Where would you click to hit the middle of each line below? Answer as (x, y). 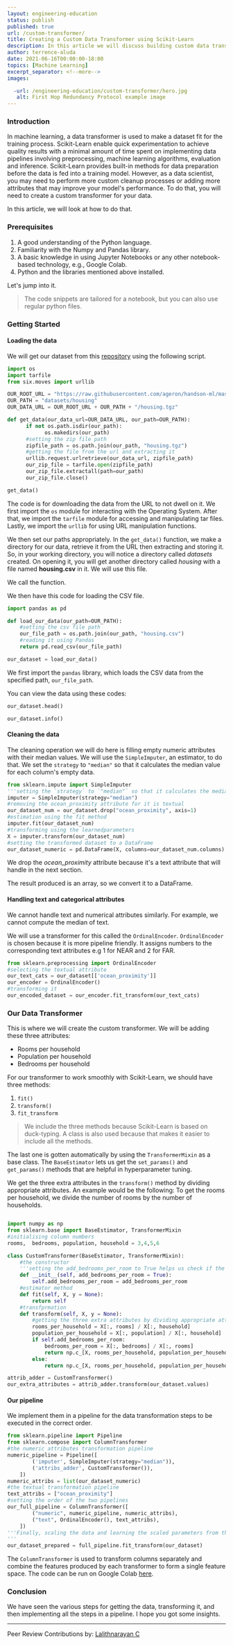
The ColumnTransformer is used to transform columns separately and (105, 1559)
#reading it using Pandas (57, 640)
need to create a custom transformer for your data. (80, 196)
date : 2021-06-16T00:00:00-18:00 (55, 59)
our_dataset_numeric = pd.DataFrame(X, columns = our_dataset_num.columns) (116, 849)
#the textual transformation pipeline (63, 1487)
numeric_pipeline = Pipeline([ (52, 1455)
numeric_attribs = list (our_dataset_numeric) (74, 1481)
